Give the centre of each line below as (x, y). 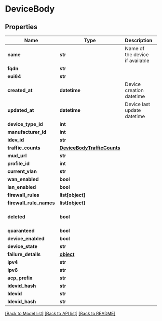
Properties (21, 27)
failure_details (24, 254)
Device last (138, 104)
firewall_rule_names (31, 203)
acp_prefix (20, 278)
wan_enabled (23, 179)
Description (139, 40)
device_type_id (25, 124)
